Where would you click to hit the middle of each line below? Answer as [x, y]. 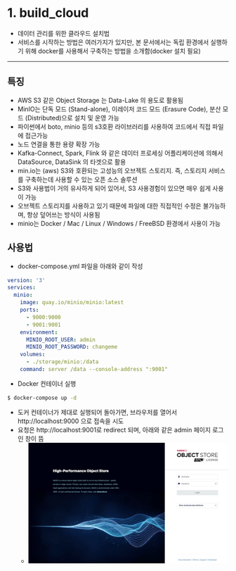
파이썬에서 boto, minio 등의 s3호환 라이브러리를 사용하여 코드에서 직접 [114, 126]
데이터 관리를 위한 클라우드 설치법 [64, 33]
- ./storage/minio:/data [62, 362]
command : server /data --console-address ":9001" [94, 370]
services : [22, 288]
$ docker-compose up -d [42, 398]
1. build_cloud [48, 13]
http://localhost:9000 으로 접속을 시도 [71, 421]
